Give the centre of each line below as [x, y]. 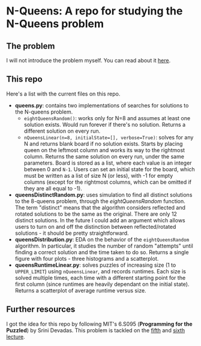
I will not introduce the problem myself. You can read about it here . [88, 60]
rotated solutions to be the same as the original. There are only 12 [96, 214]
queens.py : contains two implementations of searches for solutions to [102, 105]
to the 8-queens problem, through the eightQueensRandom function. [100, 201]
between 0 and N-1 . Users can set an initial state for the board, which [109, 169]
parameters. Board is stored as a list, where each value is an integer [108, 163]
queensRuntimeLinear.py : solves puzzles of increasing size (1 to [95, 265]
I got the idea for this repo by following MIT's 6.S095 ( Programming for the [99, 324]
